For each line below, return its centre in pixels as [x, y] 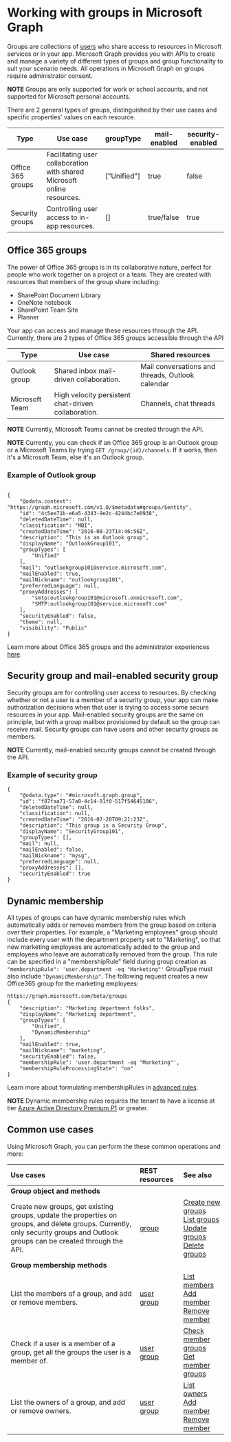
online [56, 189]
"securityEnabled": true [55, 874]
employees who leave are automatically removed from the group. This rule [112, 954]
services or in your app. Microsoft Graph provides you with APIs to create [111, 54]
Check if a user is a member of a [63, 1343]
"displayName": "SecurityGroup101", [72, 832]
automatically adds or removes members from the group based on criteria [112, 925]
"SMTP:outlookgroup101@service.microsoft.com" [100, 604]
